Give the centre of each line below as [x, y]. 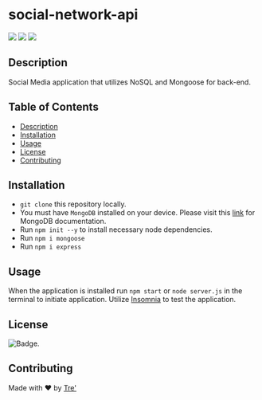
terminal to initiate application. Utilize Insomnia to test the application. [122, 300]
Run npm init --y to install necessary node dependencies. [116, 229]
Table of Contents [54, 107]
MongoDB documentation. [63, 222]
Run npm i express [51, 247]
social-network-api [73, 15]
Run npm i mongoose [52, 238]
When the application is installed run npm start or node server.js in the [125, 291]
